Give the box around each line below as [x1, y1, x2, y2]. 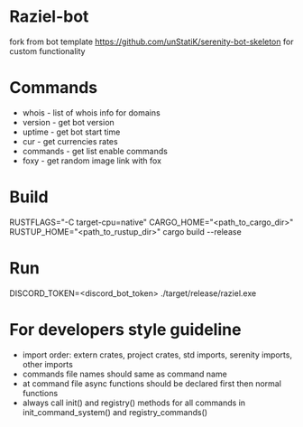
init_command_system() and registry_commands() [22, 406, 208, 417]
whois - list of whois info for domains [22, 107, 161, 118]
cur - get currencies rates [22, 135, 119, 146]
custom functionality [9, 45, 86, 56]
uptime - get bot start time [22, 126, 121, 137]
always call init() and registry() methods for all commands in [22, 397, 246, 408]
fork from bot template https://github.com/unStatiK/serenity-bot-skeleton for [9, 36, 294, 47]
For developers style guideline [9, 319, 242, 339]
